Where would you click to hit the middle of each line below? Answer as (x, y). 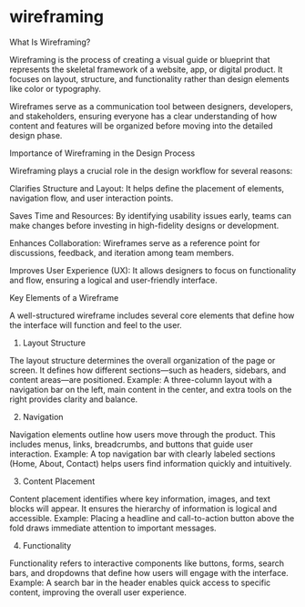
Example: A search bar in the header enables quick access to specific (140, 582)
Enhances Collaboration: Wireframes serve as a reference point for (135, 242)
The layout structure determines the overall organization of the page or (142, 360)
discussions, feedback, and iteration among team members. (122, 252)
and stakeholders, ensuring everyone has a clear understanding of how (143, 116)
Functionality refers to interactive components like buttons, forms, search (147, 563)
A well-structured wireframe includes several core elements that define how (152, 315)
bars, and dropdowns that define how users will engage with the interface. (149, 572)
